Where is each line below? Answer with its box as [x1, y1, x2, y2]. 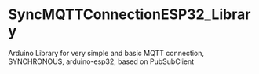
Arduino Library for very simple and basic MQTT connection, [8, 48, 205, 57]
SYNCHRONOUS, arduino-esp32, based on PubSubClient [8, 57, 195, 66]
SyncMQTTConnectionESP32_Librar [8, 6, 251, 24]
